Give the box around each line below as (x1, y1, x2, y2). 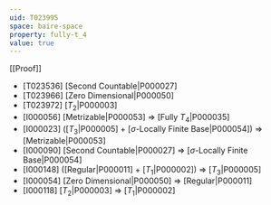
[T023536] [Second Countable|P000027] (22, 80, 178, 91)
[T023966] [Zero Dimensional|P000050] (22, 90, 175, 101)
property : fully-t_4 (9, 30, 88, 39)
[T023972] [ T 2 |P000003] (22, 100, 118, 113)
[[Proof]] (9, 63, 43, 74)
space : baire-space (9, 22, 83, 31)
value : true (9, 38, 54, 48)
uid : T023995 (9, 13, 59, 23)
